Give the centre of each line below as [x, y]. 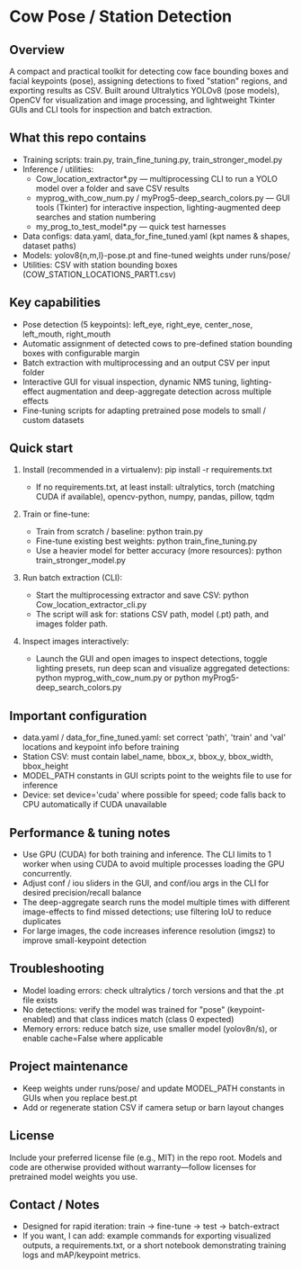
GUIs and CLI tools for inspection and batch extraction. [111, 109]
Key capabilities [55, 303]
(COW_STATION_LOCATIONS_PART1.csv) [99, 274]
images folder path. [72, 624]
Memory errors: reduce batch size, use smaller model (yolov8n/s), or [150, 1029]
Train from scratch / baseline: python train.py [120, 532]
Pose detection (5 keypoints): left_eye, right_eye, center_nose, [137, 324]
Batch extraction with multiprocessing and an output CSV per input [146, 363]
